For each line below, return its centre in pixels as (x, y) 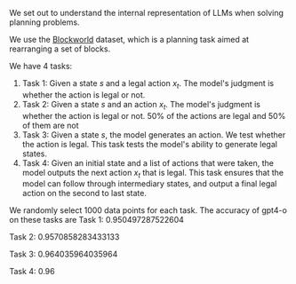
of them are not (50, 125)
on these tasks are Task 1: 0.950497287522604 (97, 220)
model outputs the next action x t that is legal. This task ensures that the (153, 174)
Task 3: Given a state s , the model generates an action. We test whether (154, 134)
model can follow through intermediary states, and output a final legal (149, 184)
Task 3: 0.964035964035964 (64, 254)
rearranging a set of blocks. (60, 49)
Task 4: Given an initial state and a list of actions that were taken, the (148, 162)
